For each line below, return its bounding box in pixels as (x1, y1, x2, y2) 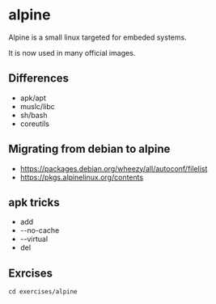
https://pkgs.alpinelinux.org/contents (19, 172, 144, 182)
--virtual (19, 234, 49, 244)
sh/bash (19, 110, 48, 120)
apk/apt (19, 93, 46, 103)
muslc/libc (19, 101, 55, 111)
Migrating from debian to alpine (8, 142, 171, 156)
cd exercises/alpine (8, 288, 78, 296)
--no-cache (19, 226, 60, 235)
